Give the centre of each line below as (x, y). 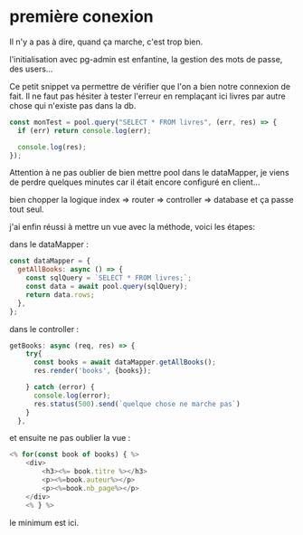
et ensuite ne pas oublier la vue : (70, 438)
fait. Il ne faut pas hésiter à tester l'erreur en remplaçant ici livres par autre (148, 96)
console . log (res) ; (52, 147)
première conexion (81, 17)
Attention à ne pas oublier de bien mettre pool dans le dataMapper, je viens (149, 173)
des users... (31, 69)
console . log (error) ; (72, 396)
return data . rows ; (60, 295)
